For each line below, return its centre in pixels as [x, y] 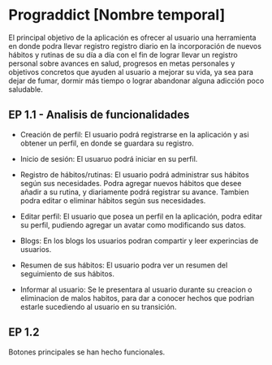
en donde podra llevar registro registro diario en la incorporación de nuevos [135, 46]
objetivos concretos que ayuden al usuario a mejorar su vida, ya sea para [131, 72]
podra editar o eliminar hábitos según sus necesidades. [113, 200]
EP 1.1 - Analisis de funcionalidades [99, 115]
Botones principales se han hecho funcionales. [87, 352]
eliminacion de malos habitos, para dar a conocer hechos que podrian [137, 298]
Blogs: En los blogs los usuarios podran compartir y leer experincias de [139, 241]
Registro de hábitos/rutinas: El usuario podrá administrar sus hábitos [134, 174]
